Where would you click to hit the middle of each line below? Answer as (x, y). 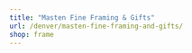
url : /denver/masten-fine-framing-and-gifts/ (96, 26)
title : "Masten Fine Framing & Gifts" (82, 18)
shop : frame (32, 34)
